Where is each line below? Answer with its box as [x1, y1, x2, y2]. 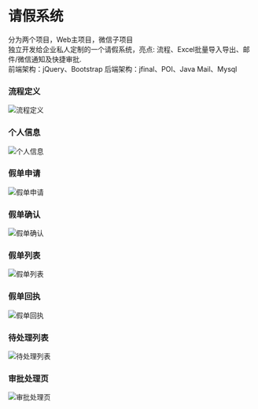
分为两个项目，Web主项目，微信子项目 [8, 35, 134, 44]
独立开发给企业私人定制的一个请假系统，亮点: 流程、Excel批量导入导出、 [8, 44, 244, 54]
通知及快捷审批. [31, 54, 83, 64]
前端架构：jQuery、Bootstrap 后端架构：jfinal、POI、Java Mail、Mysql [8, 64, 238, 73]
